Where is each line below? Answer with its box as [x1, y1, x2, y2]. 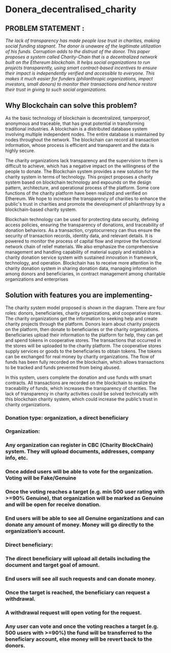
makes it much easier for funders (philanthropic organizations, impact [5, 76, 153, 81]
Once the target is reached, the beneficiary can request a [5, 589, 150, 596]
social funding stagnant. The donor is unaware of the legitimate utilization [5, 43, 162, 49]
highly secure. [5, 147, 35, 154]
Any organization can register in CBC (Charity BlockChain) [5, 442, 153, 449]
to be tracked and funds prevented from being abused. [5, 364, 121, 371]
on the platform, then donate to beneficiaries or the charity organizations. [5, 326, 160, 332]
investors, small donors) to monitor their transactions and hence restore [5, 81, 157, 87]
